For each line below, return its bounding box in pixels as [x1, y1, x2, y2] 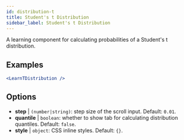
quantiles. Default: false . [14, 120, 76, 127]
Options [6, 92, 37, 102]
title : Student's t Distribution [6, 14, 89, 20]
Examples [6, 60, 43, 70]
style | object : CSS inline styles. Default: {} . [14, 126, 123, 134]
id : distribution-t [6, 8, 55, 15]
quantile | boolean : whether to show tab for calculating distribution [14, 114, 179, 121]
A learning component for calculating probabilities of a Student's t [6, 36, 168, 43]
